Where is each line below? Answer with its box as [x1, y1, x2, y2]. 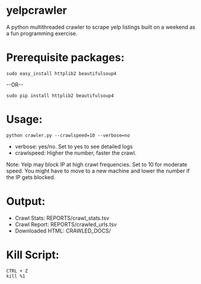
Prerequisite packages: [6, 51, 125, 65]
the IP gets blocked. [6, 173, 56, 180]
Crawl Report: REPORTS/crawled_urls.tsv [14, 220, 117, 228]
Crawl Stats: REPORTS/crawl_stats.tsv [14, 214, 110, 222]
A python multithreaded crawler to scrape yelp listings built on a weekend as [6, 23, 196, 31]
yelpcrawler [6, 4, 67, 17]
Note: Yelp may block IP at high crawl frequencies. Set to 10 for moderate [6, 161, 188, 168]
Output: [6, 195, 46, 208]
